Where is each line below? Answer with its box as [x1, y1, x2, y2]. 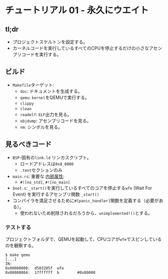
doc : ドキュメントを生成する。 [20, 88, 83, 94]
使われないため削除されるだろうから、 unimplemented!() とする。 [20, 210, 153, 216]
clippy [20, 101, 34, 106]
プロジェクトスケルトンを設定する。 [12, 39, 88, 45]
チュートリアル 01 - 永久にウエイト [5, 5, 149, 16]
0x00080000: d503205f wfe [5, 265, 64, 270]
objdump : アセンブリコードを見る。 [20, 118, 92, 124]
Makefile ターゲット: [12, 81, 54, 88]
